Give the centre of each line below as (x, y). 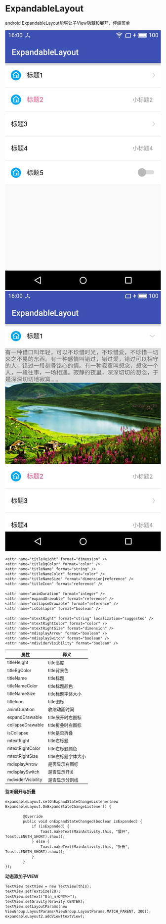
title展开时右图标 (64, 717)
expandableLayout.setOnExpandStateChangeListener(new (62, 802)
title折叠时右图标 (64, 725)
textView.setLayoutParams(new (36, 907)
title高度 (56, 662)
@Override (33, 817)
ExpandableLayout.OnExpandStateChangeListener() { (58, 807)
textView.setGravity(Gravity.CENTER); (45, 902)
